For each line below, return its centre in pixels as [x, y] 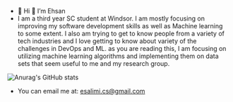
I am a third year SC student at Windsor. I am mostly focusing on [111, 18]
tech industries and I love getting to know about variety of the [107, 41]
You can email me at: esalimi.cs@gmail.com [81, 91]
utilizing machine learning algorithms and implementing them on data [118, 56]
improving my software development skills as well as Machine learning [120, 26]
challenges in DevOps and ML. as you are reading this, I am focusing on [122, 49]
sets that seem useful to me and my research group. [94, 63]
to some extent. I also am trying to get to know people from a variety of [121, 33]
